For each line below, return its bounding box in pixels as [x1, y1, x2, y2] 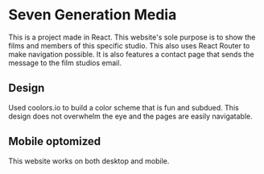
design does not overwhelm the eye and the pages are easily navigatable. [8, 111, 253, 121]
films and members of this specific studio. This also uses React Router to [8, 40, 250, 50]
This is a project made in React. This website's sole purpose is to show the [8, 32, 256, 42]
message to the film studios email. [8, 58, 122, 68]
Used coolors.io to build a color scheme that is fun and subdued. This [8, 102, 239, 112]
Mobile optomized [8, 135, 101, 148]
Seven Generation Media [8, 6, 177, 24]
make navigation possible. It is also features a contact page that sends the [8, 49, 255, 59]
